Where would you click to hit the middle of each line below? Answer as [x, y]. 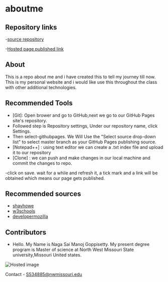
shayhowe [23, 206]
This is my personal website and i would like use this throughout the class [81, 82]
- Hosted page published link [35, 49]
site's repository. [30, 120]
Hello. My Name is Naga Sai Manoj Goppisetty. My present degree [81, 244]
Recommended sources [43, 194]
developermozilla [30, 216]
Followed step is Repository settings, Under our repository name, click [85, 126]
